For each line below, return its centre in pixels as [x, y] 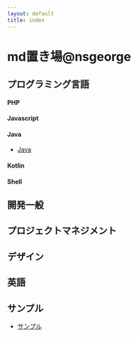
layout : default [31, 14]
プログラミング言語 [48, 84]
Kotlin [16, 166]
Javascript [23, 118]
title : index [26, 20]
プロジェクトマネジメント [62, 231]
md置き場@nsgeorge [69, 57]
